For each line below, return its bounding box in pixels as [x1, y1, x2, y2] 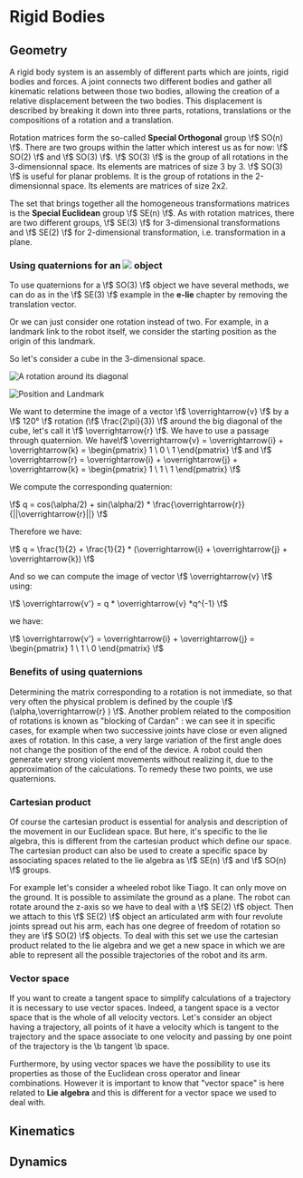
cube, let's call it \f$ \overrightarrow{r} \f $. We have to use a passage [9, 425, 270, 436]
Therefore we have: [9, 526, 83, 537]
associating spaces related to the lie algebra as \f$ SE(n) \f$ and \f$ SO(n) [9, 854, 287, 865]
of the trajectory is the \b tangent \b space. [9, 1041, 170, 1052]
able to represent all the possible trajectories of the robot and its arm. [9, 949, 268, 960]
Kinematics [9, 1123, 75, 1139]
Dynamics [9, 1154, 68, 1169]
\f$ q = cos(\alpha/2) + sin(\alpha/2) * [9, 499, 151, 510]
